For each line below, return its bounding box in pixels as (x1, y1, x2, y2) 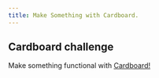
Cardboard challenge (8, 41, 114, 54)
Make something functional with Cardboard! (8, 61, 151, 70)
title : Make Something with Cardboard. (8, 11, 139, 19)
